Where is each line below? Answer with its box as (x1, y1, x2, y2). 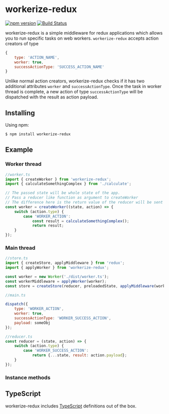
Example (5, 146, 33, 154)
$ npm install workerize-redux (5, 132, 71, 137)
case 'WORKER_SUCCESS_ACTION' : (23, 348, 89, 353)
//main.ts (5, 292, 26, 297)
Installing (5, 109, 35, 117)
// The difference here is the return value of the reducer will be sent (5, 200, 163, 205)
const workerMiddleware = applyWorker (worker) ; (5, 279, 107, 284)
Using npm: (5, 122, 29, 128)
